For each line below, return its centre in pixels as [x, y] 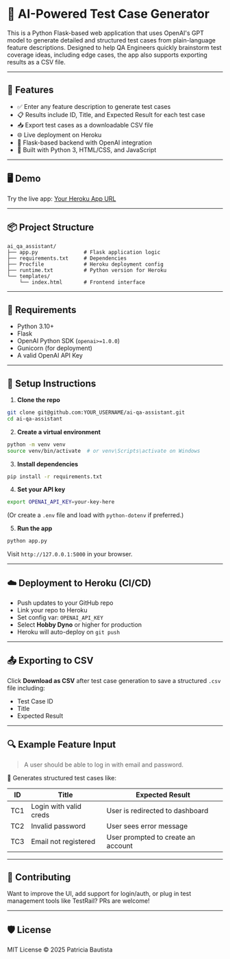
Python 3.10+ [36, 326]
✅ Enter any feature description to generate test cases [94, 106]
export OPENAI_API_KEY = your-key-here [61, 502]
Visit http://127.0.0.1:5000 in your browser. [70, 554]
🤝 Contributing [39, 877]
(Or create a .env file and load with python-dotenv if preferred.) [95, 515]
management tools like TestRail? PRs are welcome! [79, 901]
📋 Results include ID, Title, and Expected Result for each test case [111, 114]
